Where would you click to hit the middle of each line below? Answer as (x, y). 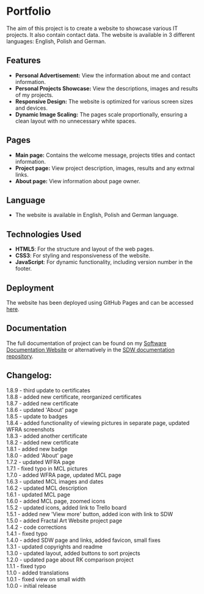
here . (13, 309)
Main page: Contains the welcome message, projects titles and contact (105, 155)
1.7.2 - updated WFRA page (41, 462)
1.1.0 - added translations (38, 573)
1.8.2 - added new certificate (42, 442)
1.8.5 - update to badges (37, 416)
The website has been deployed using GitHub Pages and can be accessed (100, 303)
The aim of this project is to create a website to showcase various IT (92, 28)
